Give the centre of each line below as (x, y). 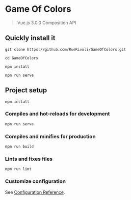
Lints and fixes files (29, 159)
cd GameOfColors (22, 58)
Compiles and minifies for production (50, 136)
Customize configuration (36, 181)
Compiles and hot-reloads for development (58, 114)
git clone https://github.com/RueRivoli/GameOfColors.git (65, 49)
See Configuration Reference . (35, 192)
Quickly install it (30, 38)
